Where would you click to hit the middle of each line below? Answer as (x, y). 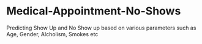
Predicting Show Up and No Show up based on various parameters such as (101, 28)
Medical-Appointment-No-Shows (94, 11)
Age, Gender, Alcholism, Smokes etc (52, 34)
